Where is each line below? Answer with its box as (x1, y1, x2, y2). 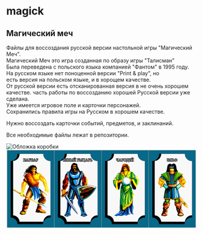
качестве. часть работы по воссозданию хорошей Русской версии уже (6, 89, 191, 96)
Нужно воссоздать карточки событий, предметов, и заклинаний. (6, 120, 174, 127)
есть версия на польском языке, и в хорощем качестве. (6, 76, 151, 83)
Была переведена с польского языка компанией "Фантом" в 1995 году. (6, 63, 189, 70)
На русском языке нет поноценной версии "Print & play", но (6, 70, 159, 76)
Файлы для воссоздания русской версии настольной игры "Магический (6, 44, 192, 51)
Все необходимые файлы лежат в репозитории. (6, 131, 129, 138)
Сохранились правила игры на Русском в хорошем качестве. (6, 108, 165, 115)
